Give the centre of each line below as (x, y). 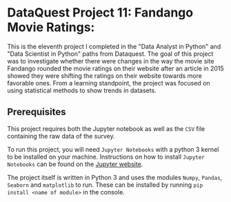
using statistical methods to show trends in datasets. (82, 90)
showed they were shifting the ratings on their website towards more (104, 75)
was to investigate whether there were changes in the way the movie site (111, 61)
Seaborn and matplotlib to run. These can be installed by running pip (105, 185)
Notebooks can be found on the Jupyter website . (75, 164)
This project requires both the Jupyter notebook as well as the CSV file (106, 128)
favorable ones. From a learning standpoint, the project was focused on (109, 83)
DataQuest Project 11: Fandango (100, 13)
